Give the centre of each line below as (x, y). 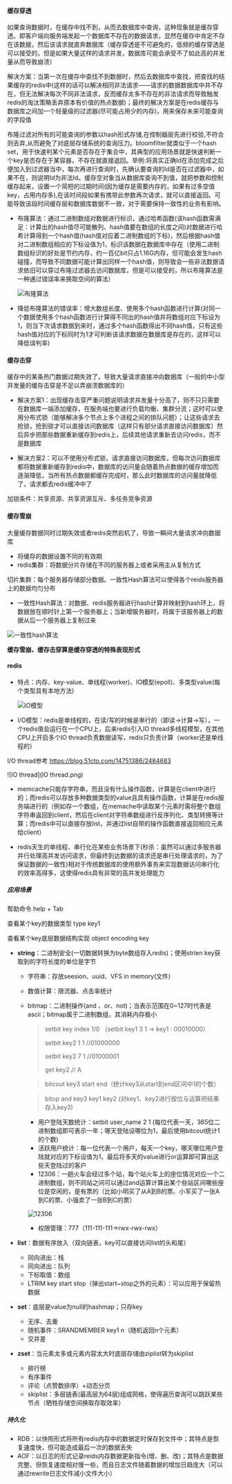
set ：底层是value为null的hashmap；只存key (80, 1306)
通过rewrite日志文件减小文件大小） (66, 1473)
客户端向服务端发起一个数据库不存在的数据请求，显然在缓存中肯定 (119, 36)
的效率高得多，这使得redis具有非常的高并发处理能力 (91, 873)
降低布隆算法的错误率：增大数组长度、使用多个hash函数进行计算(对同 (116, 309)
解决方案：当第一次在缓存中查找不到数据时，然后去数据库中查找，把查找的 (113, 77)
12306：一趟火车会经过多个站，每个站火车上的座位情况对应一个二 (131, 1174)
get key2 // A (63, 1069)
